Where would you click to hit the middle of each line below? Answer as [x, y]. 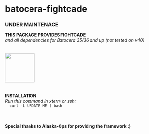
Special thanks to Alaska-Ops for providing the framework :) [68, 126]
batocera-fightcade [46, 9]
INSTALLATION [21, 96]
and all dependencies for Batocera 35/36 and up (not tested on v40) [75, 40]
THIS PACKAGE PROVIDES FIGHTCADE [45, 35]
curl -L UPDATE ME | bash [36, 106]
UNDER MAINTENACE [32, 25]
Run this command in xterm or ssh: [41, 101]
